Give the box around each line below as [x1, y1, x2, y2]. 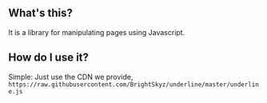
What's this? [8, 6, 74, 20]
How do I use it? [8, 51, 90, 65]
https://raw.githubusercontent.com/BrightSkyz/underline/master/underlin [8, 80, 260, 89]
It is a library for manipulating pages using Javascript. [8, 27, 185, 37]
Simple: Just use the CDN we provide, [8, 72, 133, 81]
